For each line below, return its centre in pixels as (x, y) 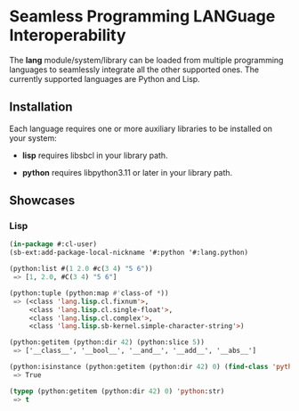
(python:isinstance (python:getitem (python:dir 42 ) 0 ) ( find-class (139, 367)
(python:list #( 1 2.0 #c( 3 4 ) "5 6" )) (81, 269)
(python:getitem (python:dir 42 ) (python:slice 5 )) (107, 342)
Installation (41, 107)
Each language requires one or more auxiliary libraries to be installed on (141, 128)
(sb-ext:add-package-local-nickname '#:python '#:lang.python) (129, 253)
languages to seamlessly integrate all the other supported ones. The (134, 70)
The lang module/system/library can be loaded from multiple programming (146, 60)
